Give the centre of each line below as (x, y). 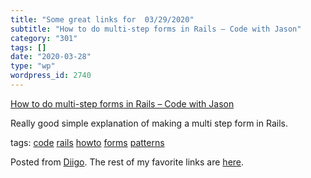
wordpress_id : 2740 (51, 76)
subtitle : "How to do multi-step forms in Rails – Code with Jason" (156, 29)
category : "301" (44, 38)
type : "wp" (33, 66)
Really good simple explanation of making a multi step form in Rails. (149, 123)
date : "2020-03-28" (51, 57)
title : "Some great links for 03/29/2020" (102, 19)
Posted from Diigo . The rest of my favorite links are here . (127, 162)
